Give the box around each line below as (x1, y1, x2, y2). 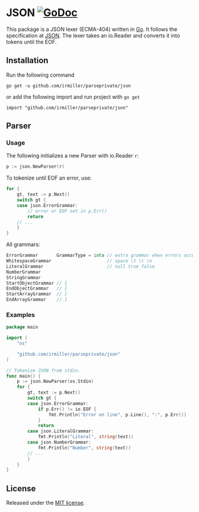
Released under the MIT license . (6, 500, 85, 507)
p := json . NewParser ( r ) (6, 164, 65, 169)
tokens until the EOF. (6, 38, 57, 45)
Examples (6, 310, 36, 319)
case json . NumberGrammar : (27, 439, 92, 445)
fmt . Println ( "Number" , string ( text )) (37, 445, 131, 451)
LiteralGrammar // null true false (6, 263, 155, 269)
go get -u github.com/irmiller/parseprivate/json (6, 83, 131, 89)
